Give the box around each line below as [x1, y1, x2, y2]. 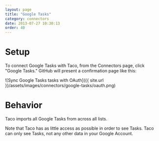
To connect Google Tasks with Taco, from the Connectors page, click [5, 63, 145, 69]
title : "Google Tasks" [5, 12, 51, 17]
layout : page [5, 7, 32, 12]
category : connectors [5, 16, 49, 21]
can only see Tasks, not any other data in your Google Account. [5, 131, 134, 136]
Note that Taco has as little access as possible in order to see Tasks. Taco [5, 125, 154, 131]
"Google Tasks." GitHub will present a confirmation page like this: [5, 68, 137, 74]
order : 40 [5, 25, 25, 30]
